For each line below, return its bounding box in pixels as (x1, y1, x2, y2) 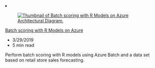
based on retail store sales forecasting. (5, 57, 85, 63)
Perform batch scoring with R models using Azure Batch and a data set (5, 52, 150, 58)
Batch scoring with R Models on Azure (5, 27, 83, 33)
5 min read (12, 42, 35, 48)
